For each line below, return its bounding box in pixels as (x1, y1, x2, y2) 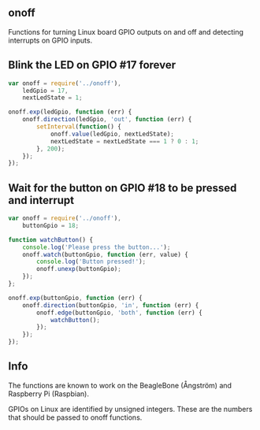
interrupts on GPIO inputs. (8, 35, 93, 45)
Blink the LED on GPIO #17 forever (8, 58, 176, 72)
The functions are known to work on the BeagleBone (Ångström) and (8, 380, 232, 390)
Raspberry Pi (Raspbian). (8, 389, 89, 398)
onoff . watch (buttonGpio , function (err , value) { (22, 250, 189, 258)
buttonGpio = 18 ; (22, 221, 80, 229)
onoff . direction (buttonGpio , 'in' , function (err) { (22, 301, 199, 310)
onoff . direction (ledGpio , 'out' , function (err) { (22, 116, 192, 124)
